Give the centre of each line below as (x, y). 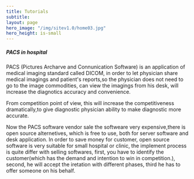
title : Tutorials (27, 11)
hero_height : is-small (34, 33)
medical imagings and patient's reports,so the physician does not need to (95, 79)
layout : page (22, 22)
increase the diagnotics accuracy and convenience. (68, 92)
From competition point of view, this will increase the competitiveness (90, 103)
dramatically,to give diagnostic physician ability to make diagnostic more (94, 110)
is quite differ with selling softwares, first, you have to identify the (85, 152)
